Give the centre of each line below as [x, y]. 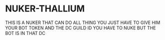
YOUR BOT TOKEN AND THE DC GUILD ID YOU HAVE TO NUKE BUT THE [81, 27]
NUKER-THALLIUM [45, 9]
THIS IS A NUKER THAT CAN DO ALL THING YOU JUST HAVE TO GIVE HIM [83, 22]
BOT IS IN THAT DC [25, 33]
